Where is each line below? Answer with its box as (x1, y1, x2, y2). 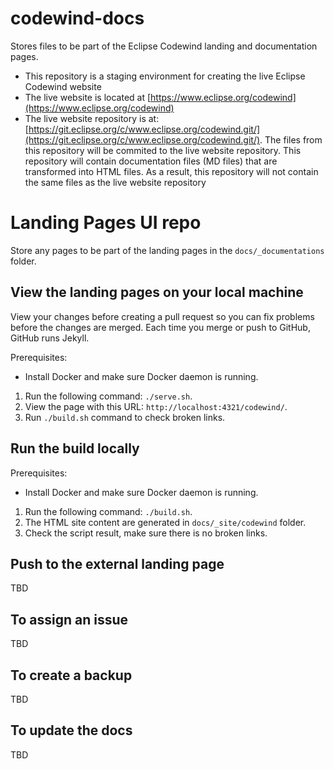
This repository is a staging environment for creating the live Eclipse (24, 70, 306, 82)
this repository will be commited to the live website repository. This (24, 144, 302, 156)
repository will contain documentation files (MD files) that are (24, 155, 278, 167)
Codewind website (24, 80, 102, 92)
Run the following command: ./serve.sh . (24, 390, 193, 402)
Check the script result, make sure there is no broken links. (24, 527, 268, 539)
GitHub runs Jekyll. (10, 332, 90, 344)
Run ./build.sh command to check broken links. (24, 411, 226, 423)
